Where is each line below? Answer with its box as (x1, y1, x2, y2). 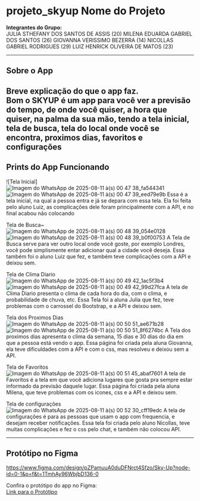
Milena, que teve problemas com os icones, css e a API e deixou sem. (6, 388, 177, 396)
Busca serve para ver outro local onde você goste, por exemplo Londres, (6, 240, 186, 247)
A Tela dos (164, 326, 191, 334)
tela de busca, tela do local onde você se (6, 123, 160, 133)
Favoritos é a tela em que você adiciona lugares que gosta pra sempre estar (6, 376, 193, 383)
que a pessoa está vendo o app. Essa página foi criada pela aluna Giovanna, (6, 339, 193, 346)
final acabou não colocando (6, 210, 74, 217)
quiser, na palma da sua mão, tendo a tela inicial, (6, 114, 189, 124)
